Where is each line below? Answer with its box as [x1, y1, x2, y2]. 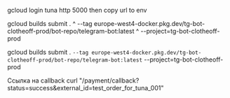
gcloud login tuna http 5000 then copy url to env [7, 6, 147, 14]
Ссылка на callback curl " [7, 76, 83, 85]
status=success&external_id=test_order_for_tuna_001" [7, 84, 164, 92]
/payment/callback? [81, 76, 140, 85]
